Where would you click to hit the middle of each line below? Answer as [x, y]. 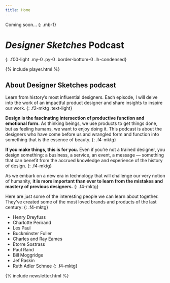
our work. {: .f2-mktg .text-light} [39, 108]
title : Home [18, 10]
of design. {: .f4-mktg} [29, 166]
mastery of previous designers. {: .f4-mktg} [52, 187]
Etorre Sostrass [29, 244]
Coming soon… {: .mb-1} [31, 24]
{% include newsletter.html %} [37, 276]
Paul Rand [23, 250]
